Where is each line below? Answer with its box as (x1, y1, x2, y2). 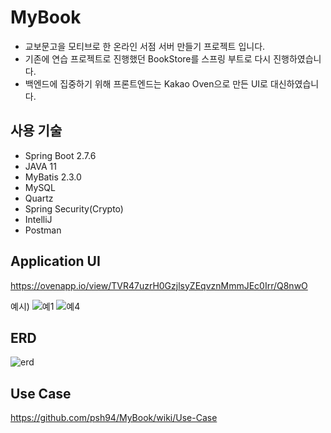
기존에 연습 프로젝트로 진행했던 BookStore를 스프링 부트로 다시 (24, 52, 272, 65)
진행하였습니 (273, 52, 322, 65)
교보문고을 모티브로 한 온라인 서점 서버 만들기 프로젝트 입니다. (24, 40, 266, 52)
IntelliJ (24, 213, 53, 225)
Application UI (10, 253, 101, 270)
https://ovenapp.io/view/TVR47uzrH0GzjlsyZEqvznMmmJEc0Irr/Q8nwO (10, 279, 308, 291)
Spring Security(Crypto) (24, 202, 124, 215)
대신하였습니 (269, 77, 320, 90)
